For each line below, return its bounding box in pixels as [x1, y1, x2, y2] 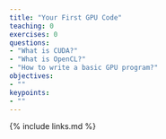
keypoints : [9, 88, 50, 97]
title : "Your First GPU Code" [9, 13, 123, 22]
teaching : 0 [9, 22, 54, 30]
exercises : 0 [9, 30, 58, 39]
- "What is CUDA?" [9, 47, 78, 56]
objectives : [9, 72, 54, 81]
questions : [9, 38, 50, 48]
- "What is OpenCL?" [9, 55, 87, 64]
